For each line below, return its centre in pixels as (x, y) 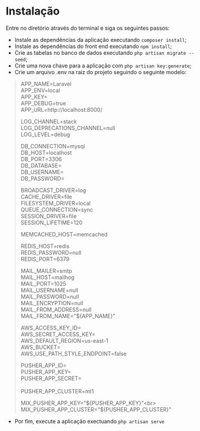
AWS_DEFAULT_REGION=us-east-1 (64, 340)
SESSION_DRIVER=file (49, 216)
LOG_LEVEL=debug (45, 134)
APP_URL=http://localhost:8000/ (61, 109)
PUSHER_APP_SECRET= (51, 378)
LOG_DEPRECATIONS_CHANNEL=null (68, 128)
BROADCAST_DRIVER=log (53, 190)
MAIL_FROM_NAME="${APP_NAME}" (68, 316)
